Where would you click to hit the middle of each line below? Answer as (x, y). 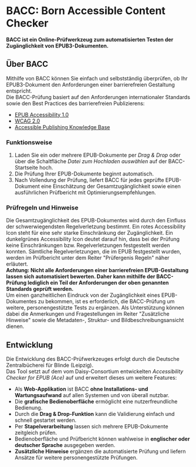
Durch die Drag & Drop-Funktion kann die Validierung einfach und (94, 414)
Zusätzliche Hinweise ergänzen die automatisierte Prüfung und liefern (100, 451)
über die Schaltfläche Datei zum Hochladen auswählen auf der (91, 161)
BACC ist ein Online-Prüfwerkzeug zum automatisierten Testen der (90, 39)
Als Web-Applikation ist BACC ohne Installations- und (81, 389)
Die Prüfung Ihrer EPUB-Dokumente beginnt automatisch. (84, 174)
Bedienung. (28, 408)
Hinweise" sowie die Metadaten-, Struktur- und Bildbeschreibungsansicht (95, 320)
